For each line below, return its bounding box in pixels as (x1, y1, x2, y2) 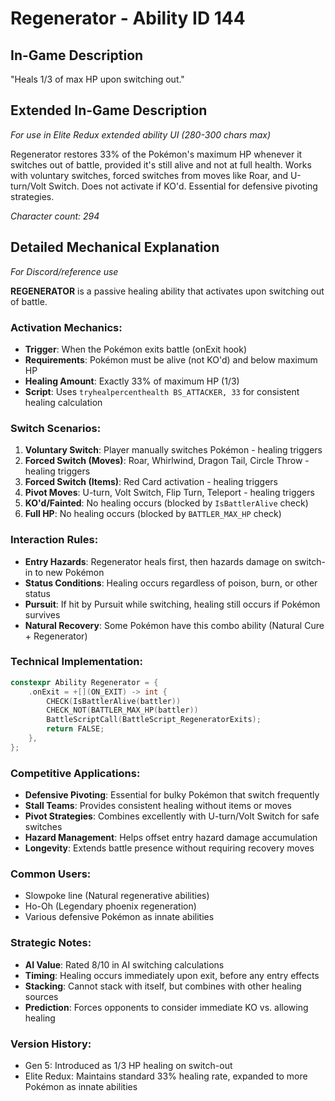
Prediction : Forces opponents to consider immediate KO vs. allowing (24, 1001, 309, 1013)
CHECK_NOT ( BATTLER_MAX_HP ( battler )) (46, 705, 199, 716)
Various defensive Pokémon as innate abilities (24, 911, 215, 923)
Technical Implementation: (10, 655, 143, 669)
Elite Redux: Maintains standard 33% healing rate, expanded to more (24, 1070, 308, 1082)
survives (24, 608, 61, 621)
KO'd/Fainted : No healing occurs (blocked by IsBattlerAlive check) (24, 497, 309, 509)
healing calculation (24, 396, 103, 408)
